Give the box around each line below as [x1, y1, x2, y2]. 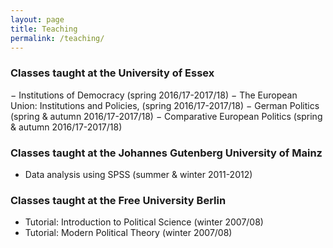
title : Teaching [10, 24, 78, 34]
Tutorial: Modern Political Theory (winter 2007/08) [24, 227, 233, 239]
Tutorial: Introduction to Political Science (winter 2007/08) [24, 216, 264, 228]
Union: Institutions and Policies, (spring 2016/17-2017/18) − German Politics [10, 99, 320, 111]
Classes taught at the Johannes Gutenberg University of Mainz [10, 146, 323, 160]
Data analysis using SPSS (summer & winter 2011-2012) [24, 168, 253, 180]
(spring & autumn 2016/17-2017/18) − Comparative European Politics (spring [10, 110, 323, 122]
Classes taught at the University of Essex [10, 66, 215, 80]
